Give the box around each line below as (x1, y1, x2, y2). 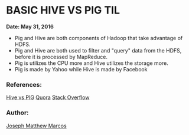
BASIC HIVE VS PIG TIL (6, 4, 120, 17)
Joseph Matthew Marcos (6, 122, 67, 129)
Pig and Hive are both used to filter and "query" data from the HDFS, (14, 47, 182, 54)
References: (6, 80, 43, 88)
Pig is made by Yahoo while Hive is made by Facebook (14, 65, 148, 73)
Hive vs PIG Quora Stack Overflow (6, 94, 90, 101)
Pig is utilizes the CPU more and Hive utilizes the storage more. (14, 60, 168, 67)
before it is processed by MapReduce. (14, 53, 108, 60)
